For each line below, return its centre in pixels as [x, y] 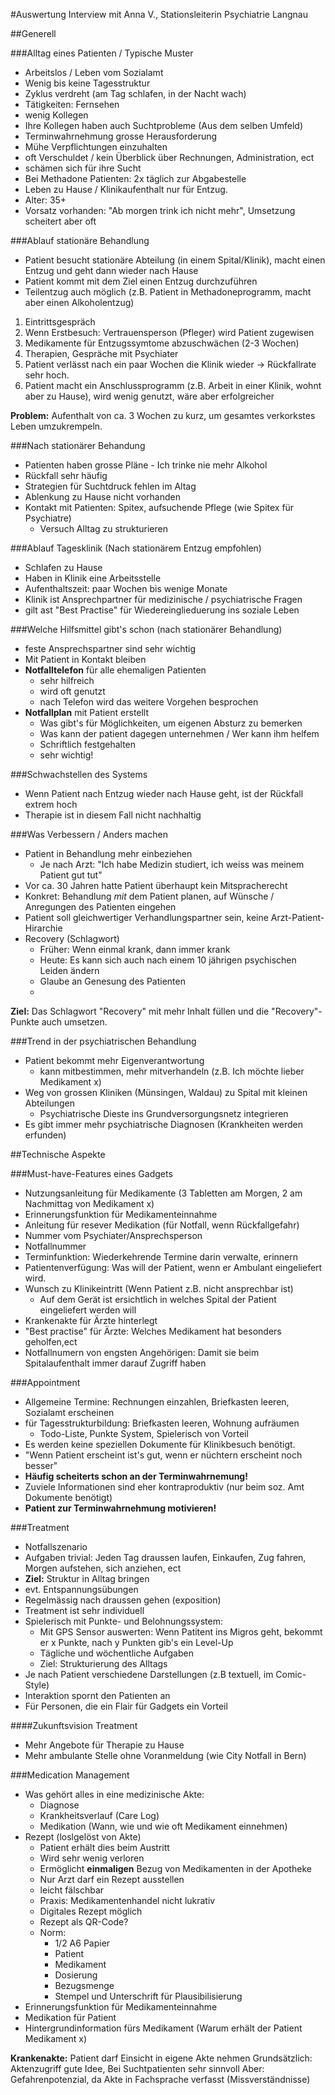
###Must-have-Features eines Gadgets [91, 1173]
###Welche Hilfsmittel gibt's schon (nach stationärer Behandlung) [146, 629]
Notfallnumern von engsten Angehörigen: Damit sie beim [142, 1352]
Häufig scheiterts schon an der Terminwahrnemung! [136, 1476]
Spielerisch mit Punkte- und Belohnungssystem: [123, 1621]
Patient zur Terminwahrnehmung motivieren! [120, 1508]
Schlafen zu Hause [63, 567]
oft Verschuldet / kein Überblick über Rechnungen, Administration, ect [169, 157]
